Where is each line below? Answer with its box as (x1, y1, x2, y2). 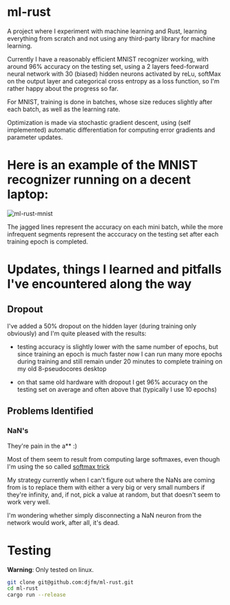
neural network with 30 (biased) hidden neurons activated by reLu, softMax (7, 70, 222, 78)
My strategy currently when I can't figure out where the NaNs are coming (7, 475, 216, 484)
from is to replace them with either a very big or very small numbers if (7, 483, 205, 491)
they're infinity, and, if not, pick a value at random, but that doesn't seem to (7, 490, 220, 499)
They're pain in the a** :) (7, 442, 78, 450)
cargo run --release (7, 591, 67, 599)
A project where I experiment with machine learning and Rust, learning (7, 27, 207, 35)
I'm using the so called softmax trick (7, 462, 110, 470)
